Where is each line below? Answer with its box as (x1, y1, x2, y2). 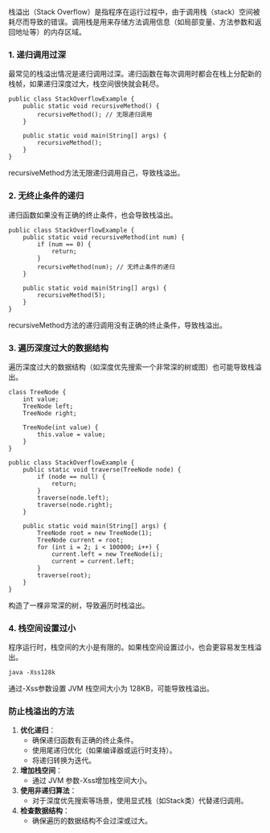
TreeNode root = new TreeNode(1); (37, 529, 153, 537)
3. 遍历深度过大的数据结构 (8, 342, 109, 353)
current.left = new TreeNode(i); (51, 550, 163, 558)
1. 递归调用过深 (8, 49, 67, 60)
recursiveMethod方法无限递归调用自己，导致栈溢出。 (8, 168, 185, 178)
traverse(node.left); (37, 493, 110, 501)
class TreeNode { (8, 388, 67, 396)
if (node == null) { (37, 472, 106, 480)
